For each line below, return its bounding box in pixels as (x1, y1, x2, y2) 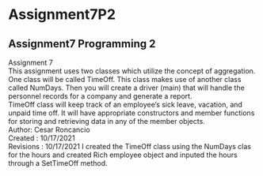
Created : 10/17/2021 (8, 133, 75, 143)
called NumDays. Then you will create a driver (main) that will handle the (8, 83, 246, 92)
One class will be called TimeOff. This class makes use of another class (8, 75, 242, 84)
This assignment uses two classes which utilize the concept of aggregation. (8, 66, 256, 76)
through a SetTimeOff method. (8, 159, 109, 167)
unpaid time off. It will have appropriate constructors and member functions (8, 108, 255, 118)
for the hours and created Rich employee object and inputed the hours (8, 150, 238, 159)
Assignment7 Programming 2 (8, 37, 156, 51)
